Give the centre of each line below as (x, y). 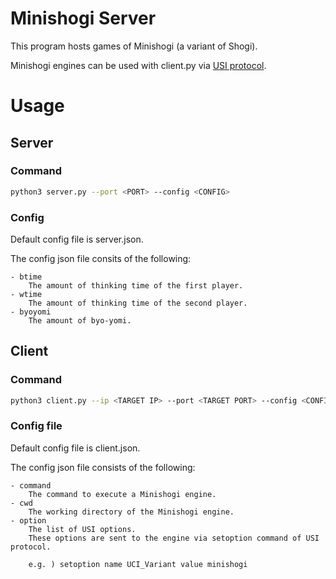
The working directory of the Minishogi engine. (131, 512)
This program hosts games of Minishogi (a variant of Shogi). (134, 46)
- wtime (26, 294)
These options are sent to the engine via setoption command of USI (174, 538)
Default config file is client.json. (75, 448)
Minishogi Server (83, 18)
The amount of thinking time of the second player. (138, 303)
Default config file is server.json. (77, 239)
